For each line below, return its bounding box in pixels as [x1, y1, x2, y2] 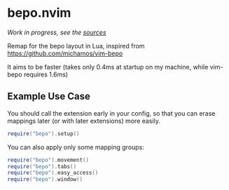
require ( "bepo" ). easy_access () [7, 170, 99, 177]
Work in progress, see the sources [7, 28, 106, 36]
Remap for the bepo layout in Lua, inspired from [7, 41, 145, 50]
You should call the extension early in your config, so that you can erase [7, 109, 216, 117]
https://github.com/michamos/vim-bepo [7, 49, 123, 57]
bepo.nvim [7, 5, 71, 21]
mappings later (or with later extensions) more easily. [7, 116, 161, 125]
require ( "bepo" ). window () [7, 176, 83, 183]
